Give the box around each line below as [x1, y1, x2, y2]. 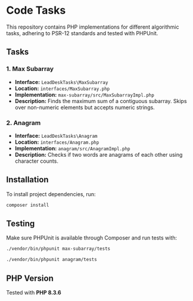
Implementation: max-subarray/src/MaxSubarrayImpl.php [14, 91, 155, 98]
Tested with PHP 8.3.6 [6, 288, 61, 296]
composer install [6, 202, 49, 208]
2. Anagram [6, 119, 41, 127]
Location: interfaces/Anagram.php [14, 138, 99, 145]
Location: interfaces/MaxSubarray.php [14, 85, 110, 92]
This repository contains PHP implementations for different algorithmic [6, 23, 179, 30]
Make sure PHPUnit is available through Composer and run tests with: [6, 234, 178, 241]
